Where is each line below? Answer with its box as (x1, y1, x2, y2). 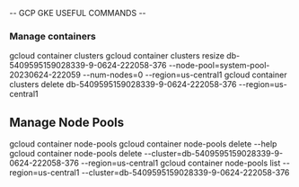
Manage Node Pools (9, 114, 125, 129)
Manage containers (9, 30, 96, 42)
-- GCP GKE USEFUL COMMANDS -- (9, 8, 146, 18)
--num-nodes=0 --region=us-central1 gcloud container (82, 69, 287, 80)
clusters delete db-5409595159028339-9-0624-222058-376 (9, 79, 237, 90)
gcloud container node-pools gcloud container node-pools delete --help (9, 138, 277, 149)
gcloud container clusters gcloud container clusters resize (9, 50, 224, 61)
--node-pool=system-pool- (168, 60, 270, 71)
